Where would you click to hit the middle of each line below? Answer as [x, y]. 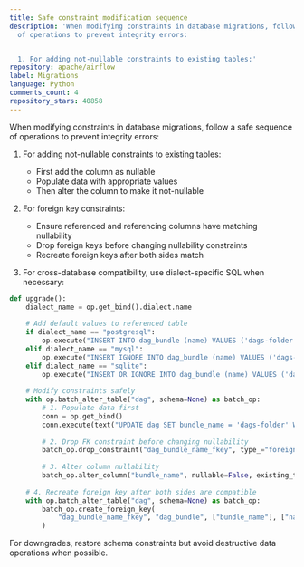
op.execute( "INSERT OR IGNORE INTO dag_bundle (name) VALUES [160, 374]
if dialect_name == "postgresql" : [90, 332]
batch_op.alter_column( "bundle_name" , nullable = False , [147, 476]
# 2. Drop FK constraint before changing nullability [145, 442]
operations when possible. [59, 553]
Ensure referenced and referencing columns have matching [147, 226]
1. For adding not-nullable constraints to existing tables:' [137, 59]
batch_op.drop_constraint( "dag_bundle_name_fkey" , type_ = [153, 450]
